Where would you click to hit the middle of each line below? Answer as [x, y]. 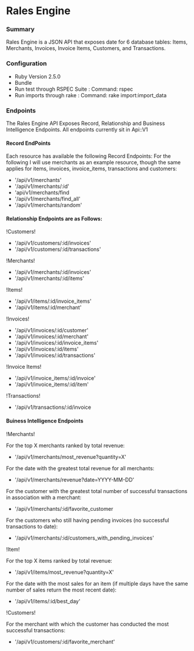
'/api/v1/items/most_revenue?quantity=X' [64, 572]
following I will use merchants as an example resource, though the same [93, 163]
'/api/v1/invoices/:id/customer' [51, 331]
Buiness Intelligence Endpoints [45, 421]
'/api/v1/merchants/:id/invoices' [53, 272]
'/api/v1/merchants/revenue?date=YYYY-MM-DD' [74, 480]
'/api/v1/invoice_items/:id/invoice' [55, 378]
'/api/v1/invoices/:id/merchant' [51, 336]
